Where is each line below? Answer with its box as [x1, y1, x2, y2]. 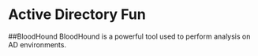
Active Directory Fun [8, 6, 146, 24]
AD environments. [8, 39, 67, 49]
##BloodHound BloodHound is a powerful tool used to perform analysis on [8, 32, 251, 41]
